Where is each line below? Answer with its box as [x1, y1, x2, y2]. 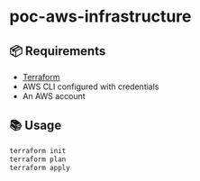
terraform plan [9, 155, 67, 164]
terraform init [9, 146, 67, 155]
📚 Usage [9, 118, 62, 133]
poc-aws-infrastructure [9, 6, 192, 27]
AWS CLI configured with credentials [22, 81, 159, 92]
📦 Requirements [9, 43, 106, 59]
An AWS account [22, 91, 86, 101]
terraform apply [9, 163, 70, 172]
